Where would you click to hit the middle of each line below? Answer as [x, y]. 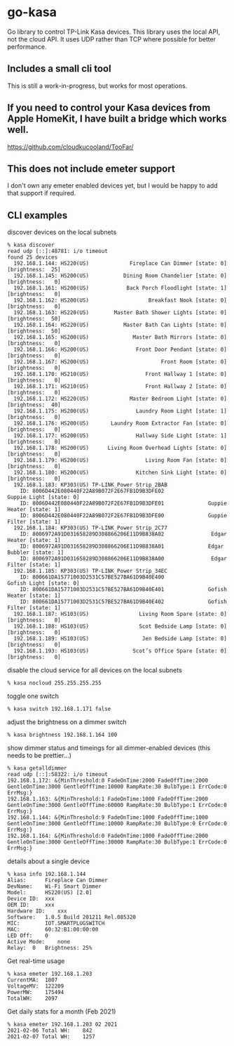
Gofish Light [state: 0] [43, 583]
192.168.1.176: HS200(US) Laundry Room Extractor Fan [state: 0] [121, 424]
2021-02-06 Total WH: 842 [50, 1031]
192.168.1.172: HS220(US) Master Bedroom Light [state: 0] [121, 399]
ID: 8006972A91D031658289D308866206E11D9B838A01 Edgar [122, 547]
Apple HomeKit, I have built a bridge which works [117, 119]
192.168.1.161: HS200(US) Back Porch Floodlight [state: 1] [121, 288]
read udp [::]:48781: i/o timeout [58, 251]
